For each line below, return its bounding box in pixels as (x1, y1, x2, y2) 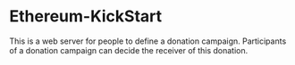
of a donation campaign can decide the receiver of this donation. (9, 45, 249, 55)
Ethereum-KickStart (9, 6, 163, 27)
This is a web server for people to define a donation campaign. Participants (9, 36, 287, 46)
